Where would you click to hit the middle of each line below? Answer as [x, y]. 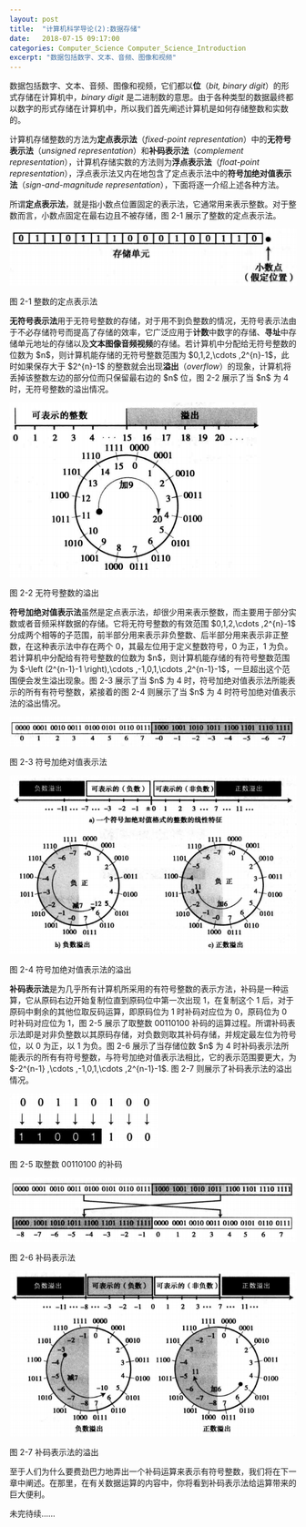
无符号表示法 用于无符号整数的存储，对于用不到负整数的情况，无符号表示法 [149, 321]
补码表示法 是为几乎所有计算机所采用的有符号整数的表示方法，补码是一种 [145, 989]
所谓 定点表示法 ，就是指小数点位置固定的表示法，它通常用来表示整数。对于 [149, 204]
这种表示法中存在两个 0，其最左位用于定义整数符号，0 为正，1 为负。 [163, 646]
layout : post [34, 19]
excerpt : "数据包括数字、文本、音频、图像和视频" [93, 58]
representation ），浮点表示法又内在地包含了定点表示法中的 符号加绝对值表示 [151, 174]
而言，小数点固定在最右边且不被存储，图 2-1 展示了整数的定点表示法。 [149, 216]
